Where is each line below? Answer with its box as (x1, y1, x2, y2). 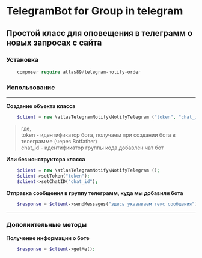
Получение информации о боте (6, 234, 90, 241)
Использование (6, 83, 55, 91)
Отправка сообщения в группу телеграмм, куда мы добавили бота (6, 189, 183, 196)
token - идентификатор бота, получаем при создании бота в (20, 131, 176, 139)
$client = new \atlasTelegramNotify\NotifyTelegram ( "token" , (17, 114, 176, 121)
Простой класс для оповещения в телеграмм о (6, 28, 193, 38)
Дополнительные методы (6, 221, 87, 229)
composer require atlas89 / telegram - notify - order (17, 69, 141, 75)
